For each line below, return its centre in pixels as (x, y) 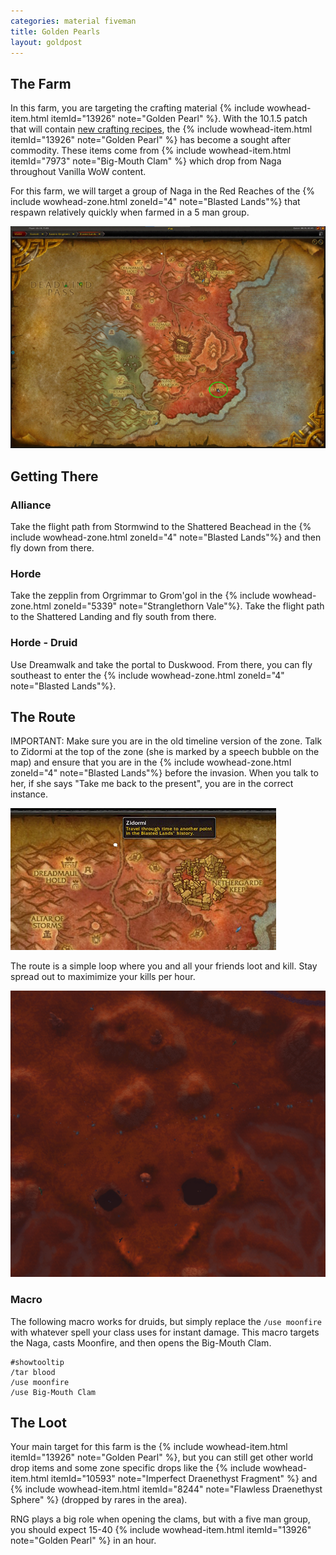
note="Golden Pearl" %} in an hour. (83, 1541)
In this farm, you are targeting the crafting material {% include (137, 108)
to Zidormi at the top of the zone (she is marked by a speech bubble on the (165, 752)
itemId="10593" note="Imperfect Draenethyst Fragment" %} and (184, 1479)
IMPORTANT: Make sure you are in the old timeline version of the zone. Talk (166, 741)
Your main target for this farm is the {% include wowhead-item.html (149, 1447)
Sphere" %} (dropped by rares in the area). (99, 1500)
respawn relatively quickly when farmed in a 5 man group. (130, 212)
